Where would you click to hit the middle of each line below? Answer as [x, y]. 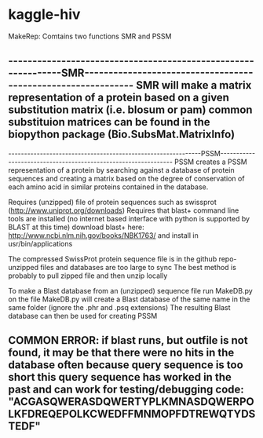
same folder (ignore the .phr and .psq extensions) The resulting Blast [119, 307]
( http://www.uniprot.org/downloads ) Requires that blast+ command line [124, 210]
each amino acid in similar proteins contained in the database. [108, 187]
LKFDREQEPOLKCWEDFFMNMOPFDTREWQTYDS [132, 414]
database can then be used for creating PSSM [83, 316]
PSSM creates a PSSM [210, 162]
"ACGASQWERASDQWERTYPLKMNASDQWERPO [131, 402]
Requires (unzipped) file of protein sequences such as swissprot [113, 202]
